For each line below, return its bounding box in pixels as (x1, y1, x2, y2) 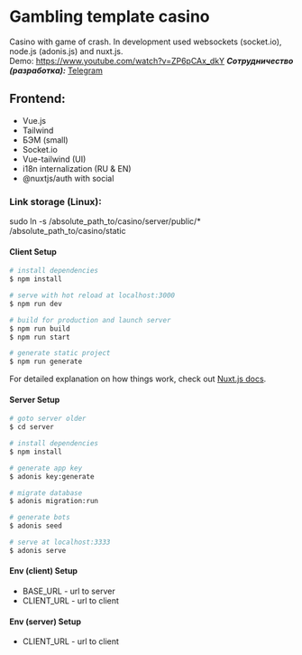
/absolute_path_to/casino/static (9, 226, 126, 237)
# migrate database (9, 488, 83, 498)
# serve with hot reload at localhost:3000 (9, 291, 176, 300)
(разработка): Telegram (9, 65, 104, 76)
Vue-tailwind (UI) (22, 154, 87, 164)
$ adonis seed (9, 521, 63, 530)
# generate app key (9, 463, 83, 473)
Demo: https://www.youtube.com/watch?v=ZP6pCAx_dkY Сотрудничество (9, 55, 294, 66)
